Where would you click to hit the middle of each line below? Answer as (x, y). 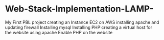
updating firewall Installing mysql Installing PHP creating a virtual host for (79, 27)
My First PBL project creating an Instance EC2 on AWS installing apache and (82, 22)
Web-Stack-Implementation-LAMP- (79, 9)
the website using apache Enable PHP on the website (59, 32)
